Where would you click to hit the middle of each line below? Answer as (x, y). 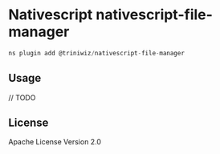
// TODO (22, 97)
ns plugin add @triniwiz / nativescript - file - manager (96, 53)
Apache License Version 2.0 (55, 142)
